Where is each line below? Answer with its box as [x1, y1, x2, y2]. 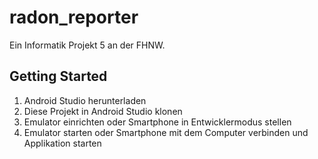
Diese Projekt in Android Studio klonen [23, 105, 183, 117]
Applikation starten [23, 137, 102, 149]
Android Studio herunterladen [23, 94, 147, 106]
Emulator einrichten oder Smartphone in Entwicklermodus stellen [23, 116, 292, 128]
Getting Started [9, 68, 108, 85]
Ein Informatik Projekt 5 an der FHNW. [9, 39, 166, 51]
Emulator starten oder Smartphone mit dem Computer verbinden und [23, 126, 309, 138]
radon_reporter [9, 6, 139, 29]
